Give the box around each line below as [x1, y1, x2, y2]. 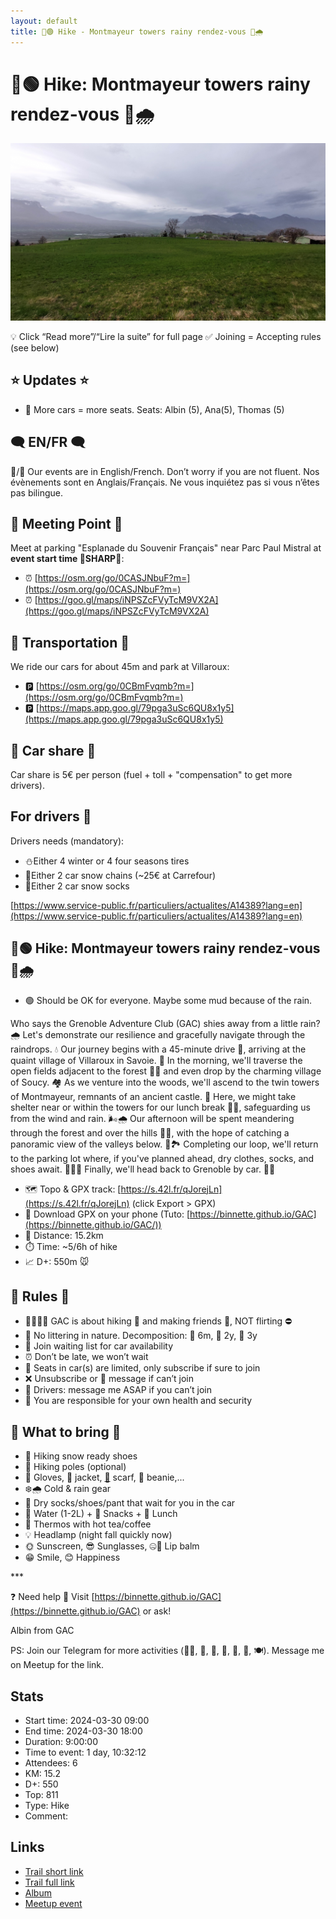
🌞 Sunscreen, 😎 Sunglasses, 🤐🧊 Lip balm [24, 1540, 200, 1552]
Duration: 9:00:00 [24, 1736, 98, 1748]
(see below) [10, 341, 60, 354]
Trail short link [24, 1865, 84, 1877]
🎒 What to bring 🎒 [10, 1423, 122, 1440]
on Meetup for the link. [10, 1659, 105, 1671]
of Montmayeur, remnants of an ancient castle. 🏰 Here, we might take [10, 1090, 297, 1102]
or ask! [142, 1605, 172, 1617]
